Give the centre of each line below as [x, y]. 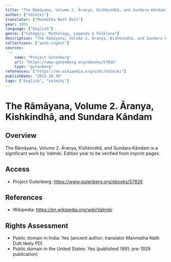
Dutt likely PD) [28, 243]
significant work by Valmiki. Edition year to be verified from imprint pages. [83, 153]
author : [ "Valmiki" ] [27, 15]
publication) [25, 254]
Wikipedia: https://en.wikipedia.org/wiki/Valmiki [63, 210]
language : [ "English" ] [29, 29]
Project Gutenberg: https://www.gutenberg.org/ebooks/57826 [78, 182]
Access [17, 169]
